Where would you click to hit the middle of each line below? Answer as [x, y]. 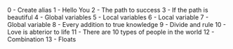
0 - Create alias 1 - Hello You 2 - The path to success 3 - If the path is [108, 10]
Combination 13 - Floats [42, 39]
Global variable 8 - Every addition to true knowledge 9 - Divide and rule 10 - [117, 24]
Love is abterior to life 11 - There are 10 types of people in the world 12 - [111, 32]
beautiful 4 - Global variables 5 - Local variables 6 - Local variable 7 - [108, 17]
